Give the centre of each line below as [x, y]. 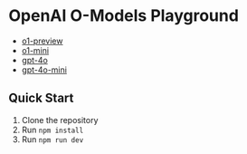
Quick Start [41, 98]
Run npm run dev [52, 139]
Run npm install [52, 130]
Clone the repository [60, 120]
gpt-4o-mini [44, 70]
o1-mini [35, 50]
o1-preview [42, 41]
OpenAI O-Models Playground [123, 16]
